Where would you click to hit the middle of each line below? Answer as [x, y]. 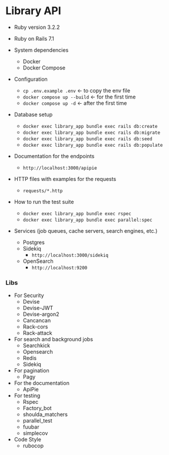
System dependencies [41, 50]
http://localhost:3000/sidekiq [70, 255]
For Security [29, 295]
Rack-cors [35, 327]
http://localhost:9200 [59, 268]
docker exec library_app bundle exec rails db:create [90, 126]
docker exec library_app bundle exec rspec [77, 213]
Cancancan [37, 321]
